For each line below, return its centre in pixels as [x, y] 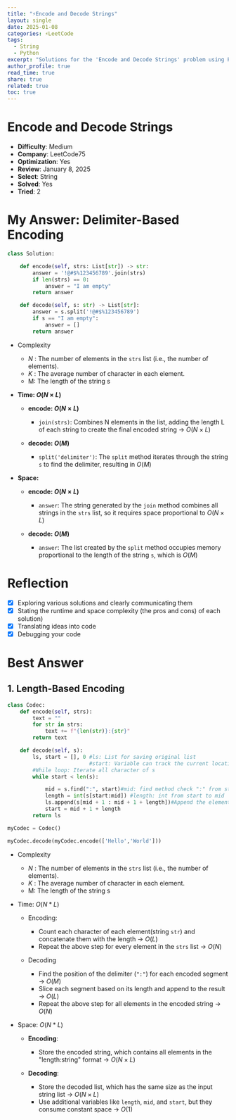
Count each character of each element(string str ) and [117, 931]
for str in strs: [58, 725]
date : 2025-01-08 [33, 27]
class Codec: [26, 705]
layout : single [29, 20]
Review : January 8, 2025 [54, 169]
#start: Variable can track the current [149, 763]
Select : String [38, 177]
